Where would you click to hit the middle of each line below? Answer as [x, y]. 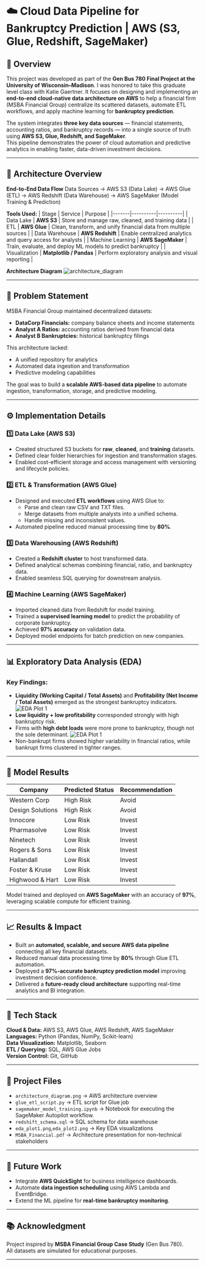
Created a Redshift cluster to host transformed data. [81, 558]
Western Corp [30, 800]
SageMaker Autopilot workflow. [55, 1115]
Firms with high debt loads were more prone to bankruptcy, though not [105, 728]
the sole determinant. [42, 734]
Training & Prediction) [34, 201]
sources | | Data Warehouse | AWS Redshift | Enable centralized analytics [99, 233]
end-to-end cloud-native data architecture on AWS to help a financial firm [101, 98]
